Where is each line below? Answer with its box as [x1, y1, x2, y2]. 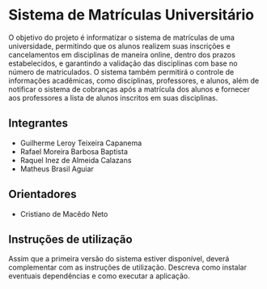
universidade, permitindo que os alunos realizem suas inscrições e [8, 41, 231, 50]
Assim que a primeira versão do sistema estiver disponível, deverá [8, 254, 230, 264]
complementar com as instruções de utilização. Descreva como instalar [8, 262, 247, 273]
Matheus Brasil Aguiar [19, 164, 95, 174]
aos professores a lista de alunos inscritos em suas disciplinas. [8, 93, 218, 102]
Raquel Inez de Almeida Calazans [19, 155, 132, 165]
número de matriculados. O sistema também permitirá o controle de [8, 67, 235, 76]
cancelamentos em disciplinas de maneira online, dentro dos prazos [8, 50, 236, 59]
